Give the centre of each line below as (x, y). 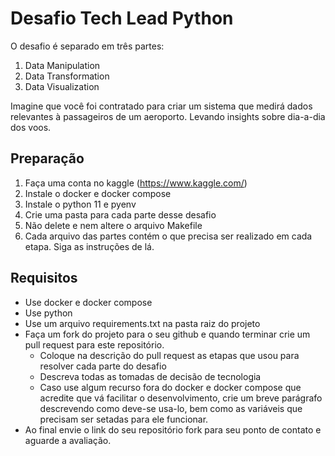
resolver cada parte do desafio (103, 366)
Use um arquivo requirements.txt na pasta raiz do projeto (142, 323)
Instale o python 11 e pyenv (80, 204)
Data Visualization (62, 86)
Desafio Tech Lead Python (122, 18)
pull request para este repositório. (94, 344)
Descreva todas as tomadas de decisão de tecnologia (150, 376)
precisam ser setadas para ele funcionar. (124, 419)
